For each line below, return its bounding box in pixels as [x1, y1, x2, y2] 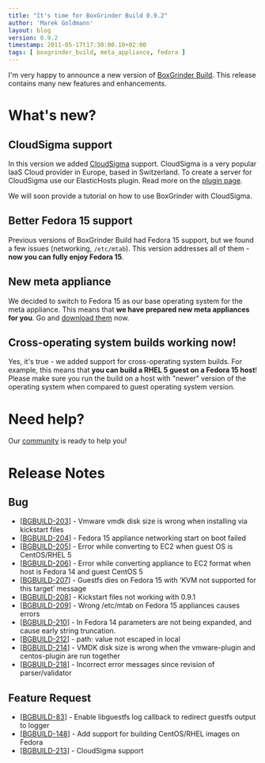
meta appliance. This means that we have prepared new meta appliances [8, 305, 250, 314]
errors [19, 609, 40, 619]
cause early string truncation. [19, 626, 116, 635]
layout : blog [8, 26, 51, 34]
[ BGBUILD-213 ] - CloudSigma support [19, 746, 144, 756]
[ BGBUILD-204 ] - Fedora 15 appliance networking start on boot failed [19, 533, 247, 543]
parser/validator [19, 668, 73, 678]
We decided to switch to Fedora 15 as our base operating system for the [8, 296, 243, 305]
